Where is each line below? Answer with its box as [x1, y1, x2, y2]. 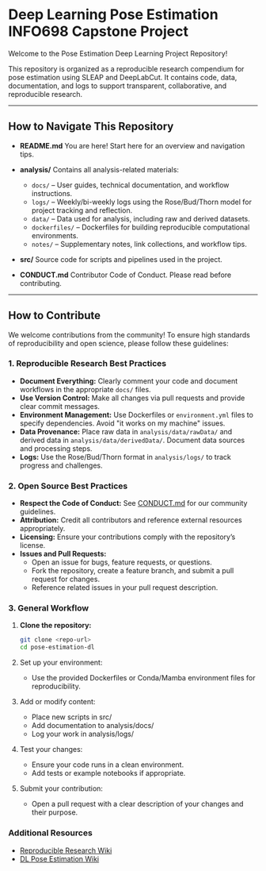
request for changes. [31, 574, 101, 584]
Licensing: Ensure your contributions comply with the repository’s [19, 532, 236, 541]
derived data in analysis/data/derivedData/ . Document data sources [19, 435, 245, 445]
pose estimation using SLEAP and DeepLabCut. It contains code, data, [8, 72, 237, 82]
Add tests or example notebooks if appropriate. [31, 769, 186, 778]
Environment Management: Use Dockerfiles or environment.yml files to [19, 410, 253, 419]
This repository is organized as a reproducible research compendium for [8, 64, 245, 73]
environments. [31, 230, 79, 240]
